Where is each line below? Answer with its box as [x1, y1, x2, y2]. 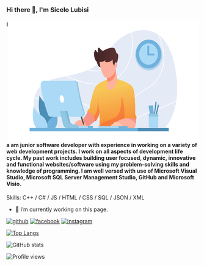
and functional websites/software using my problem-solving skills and [6, 161, 189, 168]
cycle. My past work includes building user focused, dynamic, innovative [6, 154, 196, 162]
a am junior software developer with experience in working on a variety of [6, 142, 197, 149]
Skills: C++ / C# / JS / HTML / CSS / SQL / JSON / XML [6, 193, 145, 201]
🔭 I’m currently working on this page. [15, 206, 108, 213]
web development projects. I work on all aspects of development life [6, 148, 183, 155]
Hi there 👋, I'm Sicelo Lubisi [6, 5, 89, 14]
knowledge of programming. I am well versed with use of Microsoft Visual [6, 167, 197, 174]
